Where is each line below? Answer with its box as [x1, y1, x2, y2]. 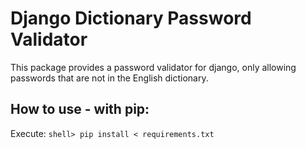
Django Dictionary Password [10, 7, 252, 30]
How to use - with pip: [10, 101, 150, 118]
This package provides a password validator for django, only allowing [10, 61, 297, 73]
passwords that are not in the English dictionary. [10, 72, 209, 84]
